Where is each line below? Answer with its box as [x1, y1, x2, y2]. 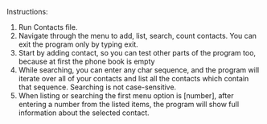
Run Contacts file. [18, 23, 78, 31]
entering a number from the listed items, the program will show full [18, 100, 240, 109]
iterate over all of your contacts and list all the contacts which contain [18, 74, 249, 83]
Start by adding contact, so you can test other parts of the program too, [18, 48, 257, 57]
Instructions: [6, 7, 48, 16]
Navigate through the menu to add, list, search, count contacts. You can [18, 31, 257, 40]
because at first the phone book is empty [18, 56, 155, 66]
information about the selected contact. [18, 108, 150, 118]
